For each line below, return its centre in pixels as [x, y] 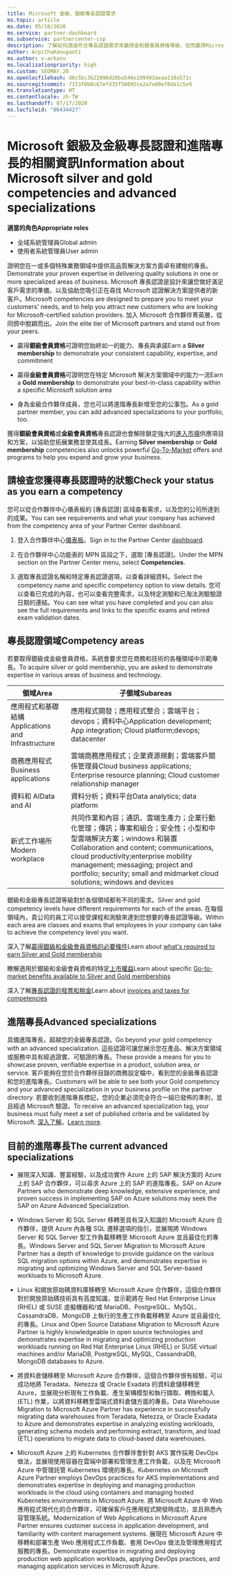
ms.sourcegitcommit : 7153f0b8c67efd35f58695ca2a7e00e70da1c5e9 [100, 84]
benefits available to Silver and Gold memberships [99, 976]
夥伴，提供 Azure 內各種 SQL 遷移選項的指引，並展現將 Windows [115, 1228]
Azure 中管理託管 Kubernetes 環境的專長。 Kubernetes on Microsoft [112, 1469]
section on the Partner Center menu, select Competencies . [101, 562]
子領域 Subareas [146, 693]
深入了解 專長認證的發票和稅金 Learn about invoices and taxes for [99, 991]
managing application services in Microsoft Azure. [88, 1566]
